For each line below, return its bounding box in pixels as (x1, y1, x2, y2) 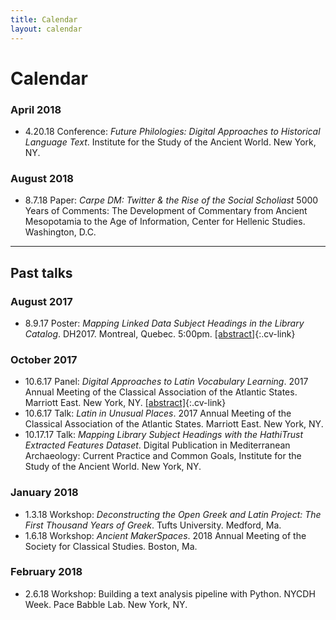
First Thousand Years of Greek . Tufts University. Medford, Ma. (24, 519, 282, 531)
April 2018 (10, 102, 62, 116)
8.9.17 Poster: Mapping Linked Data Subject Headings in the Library (24, 317, 305, 329)
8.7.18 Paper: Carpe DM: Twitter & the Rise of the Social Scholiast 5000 (24, 194, 319, 206)
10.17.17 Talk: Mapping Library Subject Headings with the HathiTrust (24, 429, 304, 441)
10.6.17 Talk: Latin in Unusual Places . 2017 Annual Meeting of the (24, 407, 292, 420)
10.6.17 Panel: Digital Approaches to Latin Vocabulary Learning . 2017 (24, 376, 309, 388)
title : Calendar (10, 14, 78, 25)
